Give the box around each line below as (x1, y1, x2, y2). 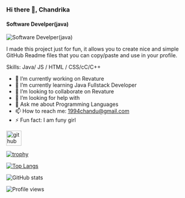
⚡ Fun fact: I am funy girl (14, 117, 77, 124)
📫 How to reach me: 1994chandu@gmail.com (14, 108, 130, 115)
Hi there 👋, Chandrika (6, 5, 71, 14)
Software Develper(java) (6, 20, 69, 28)
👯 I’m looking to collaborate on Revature (14, 88, 114, 95)
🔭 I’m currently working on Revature (14, 75, 104, 82)
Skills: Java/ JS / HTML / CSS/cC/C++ (6, 63, 101, 71)
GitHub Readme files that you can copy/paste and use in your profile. (6, 52, 178, 59)
